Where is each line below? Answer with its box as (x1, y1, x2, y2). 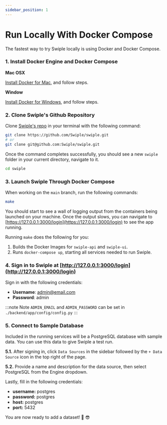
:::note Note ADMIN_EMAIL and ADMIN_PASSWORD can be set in (5, 304, 125, 310)
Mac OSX (5, 69, 25, 75)
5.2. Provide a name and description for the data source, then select (5, 364, 146, 370)
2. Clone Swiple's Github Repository (5, 111, 95, 118)
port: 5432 (12, 404, 36, 410)
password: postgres (12, 394, 55, 400)
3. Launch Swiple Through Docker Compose (5, 178, 115, 185)
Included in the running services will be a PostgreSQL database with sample (5, 333, 162, 339)
